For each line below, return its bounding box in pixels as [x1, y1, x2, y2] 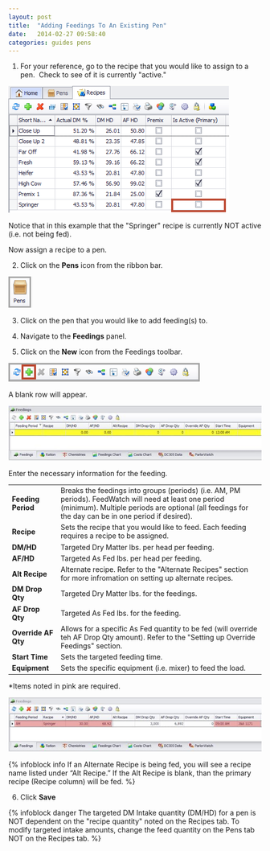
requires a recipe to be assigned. [60, 531, 169, 541]
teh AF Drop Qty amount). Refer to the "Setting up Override [60, 632, 256, 642]
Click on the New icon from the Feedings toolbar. [19, 347, 183, 357]
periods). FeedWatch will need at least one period [60, 495, 225, 504]
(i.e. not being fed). [8, 229, 72, 239]
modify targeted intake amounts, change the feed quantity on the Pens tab [8, 825, 256, 835]
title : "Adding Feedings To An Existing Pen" [8, 21, 167, 30]
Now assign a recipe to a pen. [8, 245, 107, 255]
